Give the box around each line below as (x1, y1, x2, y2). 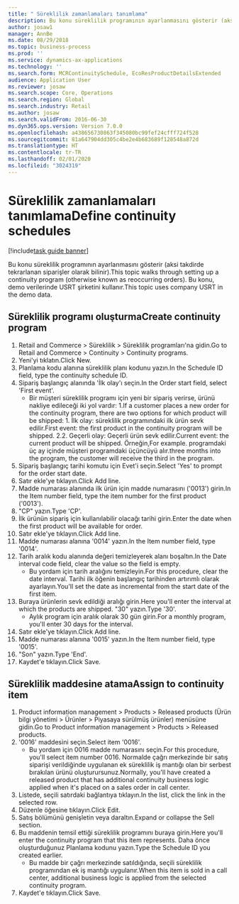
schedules (8, 223, 72, 238)
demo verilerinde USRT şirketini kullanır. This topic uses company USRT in (8, 282, 223, 291)
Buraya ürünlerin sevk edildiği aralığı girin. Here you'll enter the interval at (18, 597, 231, 605)
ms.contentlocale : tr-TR (8, 149, 82, 156)
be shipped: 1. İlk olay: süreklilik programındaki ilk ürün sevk (28, 416, 204, 424)
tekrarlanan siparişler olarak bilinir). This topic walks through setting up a (8, 268, 219, 276)
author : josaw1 (8, 23, 53, 31)
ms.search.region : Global (8, 97, 84, 104)
